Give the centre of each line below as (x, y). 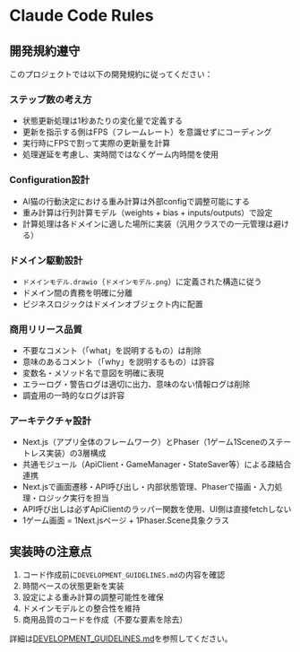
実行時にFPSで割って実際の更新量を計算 (96, 143)
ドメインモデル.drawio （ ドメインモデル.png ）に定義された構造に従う (142, 281)
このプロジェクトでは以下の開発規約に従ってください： (111, 74)
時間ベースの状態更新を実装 (73, 586)
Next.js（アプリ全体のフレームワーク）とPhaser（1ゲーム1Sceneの (145, 442)
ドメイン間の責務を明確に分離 (77, 292)
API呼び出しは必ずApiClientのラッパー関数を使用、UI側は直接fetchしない (157, 509)
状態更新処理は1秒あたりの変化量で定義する (103, 121)
